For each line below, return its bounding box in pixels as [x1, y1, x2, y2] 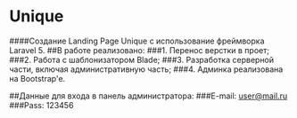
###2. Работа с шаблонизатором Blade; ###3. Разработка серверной [9, 54, 275, 65]
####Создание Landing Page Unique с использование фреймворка [9, 35, 265, 46]
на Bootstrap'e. [9, 73, 66, 83]
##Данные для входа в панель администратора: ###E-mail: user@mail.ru [9, 90, 288, 101]
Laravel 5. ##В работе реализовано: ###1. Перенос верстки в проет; [9, 44, 270, 55]
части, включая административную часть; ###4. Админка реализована [9, 64, 284, 75]
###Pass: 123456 [9, 99, 74, 110]
